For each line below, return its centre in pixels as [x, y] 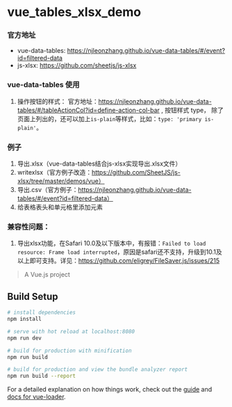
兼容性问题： [29, 227]
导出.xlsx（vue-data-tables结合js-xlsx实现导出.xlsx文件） [99, 163]
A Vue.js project [47, 275]
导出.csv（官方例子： [48, 190]
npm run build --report [42, 376]
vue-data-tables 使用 [43, 85]
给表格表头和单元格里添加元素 [60, 207]
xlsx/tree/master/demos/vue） [61, 181]
